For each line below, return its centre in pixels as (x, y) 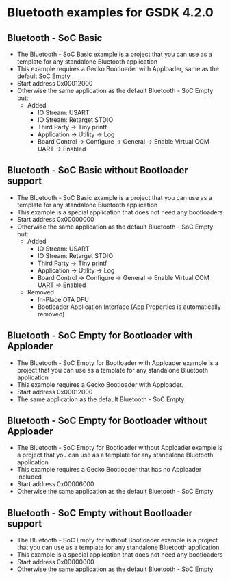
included (29, 477)
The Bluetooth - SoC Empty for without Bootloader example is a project (117, 540)
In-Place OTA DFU (63, 299)
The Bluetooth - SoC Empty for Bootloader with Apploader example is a (118, 363)
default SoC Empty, (44, 76)
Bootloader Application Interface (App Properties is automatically (129, 307)
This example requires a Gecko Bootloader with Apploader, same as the (118, 69)
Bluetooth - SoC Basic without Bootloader (98, 170)
